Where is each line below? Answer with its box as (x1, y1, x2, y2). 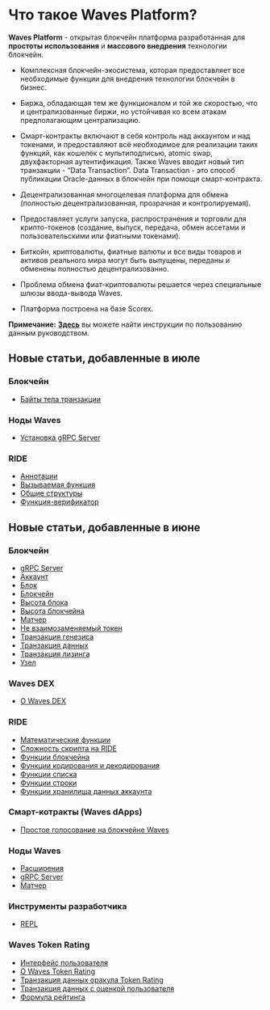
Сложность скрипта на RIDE (19, 743, 117, 753)
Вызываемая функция (19, 480, 96, 490)
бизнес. (19, 82, 47, 92)
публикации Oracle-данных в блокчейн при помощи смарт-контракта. (19, 174, 263, 184)
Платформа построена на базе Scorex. (19, 303, 154, 313)
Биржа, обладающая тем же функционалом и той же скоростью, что (19, 98, 258, 108)
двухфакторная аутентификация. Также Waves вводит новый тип (19, 156, 244, 167)
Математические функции (19, 734, 111, 745)
